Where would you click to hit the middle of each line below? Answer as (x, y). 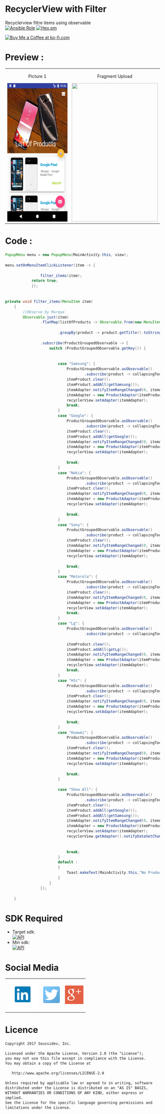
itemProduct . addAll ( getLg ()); (97, 649)
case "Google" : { (75, 416)
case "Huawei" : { (75, 732)
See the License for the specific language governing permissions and (79, 1103)
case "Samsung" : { (77, 364)
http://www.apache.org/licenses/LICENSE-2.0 (58, 1073)
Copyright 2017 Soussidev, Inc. (38, 1044)
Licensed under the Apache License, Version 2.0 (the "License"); (74, 1053)
